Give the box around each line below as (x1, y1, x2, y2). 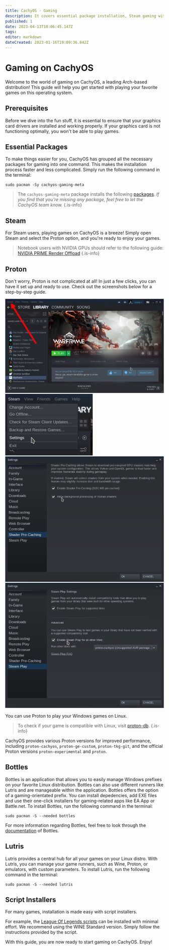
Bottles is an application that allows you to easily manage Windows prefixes (5, 776, 162, 782)
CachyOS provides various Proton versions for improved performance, (5, 738, 151, 744)
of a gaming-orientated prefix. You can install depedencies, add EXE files (5, 792, 157, 798)
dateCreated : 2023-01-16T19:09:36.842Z (5, 40, 89, 45)
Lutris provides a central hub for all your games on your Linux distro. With (5, 855, 157, 861)
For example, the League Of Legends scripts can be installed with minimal (5, 918, 158, 925)
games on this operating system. (5, 90, 73, 96)
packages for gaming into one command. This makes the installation (5, 161, 147, 167)
